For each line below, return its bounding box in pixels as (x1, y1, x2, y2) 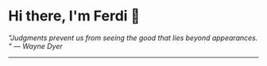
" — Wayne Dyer (8, 41, 64, 50)
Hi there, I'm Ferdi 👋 (8, 7, 141, 25)
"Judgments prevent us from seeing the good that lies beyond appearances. (8, 33, 258, 42)
